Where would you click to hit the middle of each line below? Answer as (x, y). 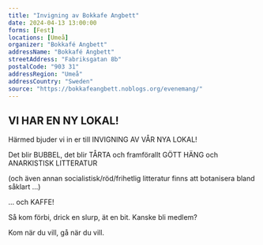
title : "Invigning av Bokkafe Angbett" (74, 15)
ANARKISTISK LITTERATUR (53, 163)
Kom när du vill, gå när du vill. (56, 232)
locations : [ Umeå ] (38, 37)
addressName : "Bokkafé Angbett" (61, 52)
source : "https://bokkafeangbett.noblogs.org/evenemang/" (105, 89)
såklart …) (24, 187)
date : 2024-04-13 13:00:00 (53, 23)
